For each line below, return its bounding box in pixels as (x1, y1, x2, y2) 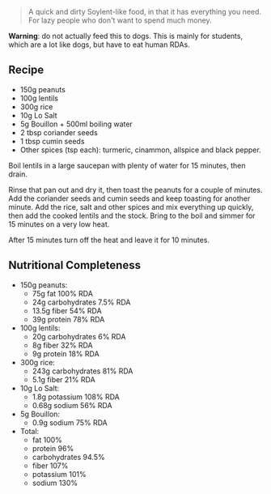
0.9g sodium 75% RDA (32, 417, 108, 428)
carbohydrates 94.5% (32, 452, 105, 462)
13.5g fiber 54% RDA (32, 305, 103, 315)
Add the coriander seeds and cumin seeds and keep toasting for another (8, 194, 251, 203)
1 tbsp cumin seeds (19, 136, 85, 146)
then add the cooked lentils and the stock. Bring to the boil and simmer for (8, 211, 256, 220)
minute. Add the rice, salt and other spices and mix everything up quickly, (8, 202, 254, 211)
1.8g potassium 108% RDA (32, 392, 120, 402)
